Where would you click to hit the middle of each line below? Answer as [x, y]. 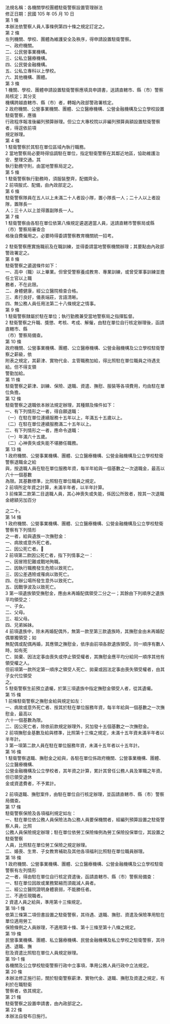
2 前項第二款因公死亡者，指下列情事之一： [49, 555]
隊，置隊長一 [18, 204]
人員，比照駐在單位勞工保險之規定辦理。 [47, 845]
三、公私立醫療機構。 [27, 58]
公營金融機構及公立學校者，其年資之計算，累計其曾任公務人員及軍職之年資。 [85, 771]
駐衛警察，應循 [21, 115]
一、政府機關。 [21, 45]
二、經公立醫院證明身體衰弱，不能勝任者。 [50, 889]
